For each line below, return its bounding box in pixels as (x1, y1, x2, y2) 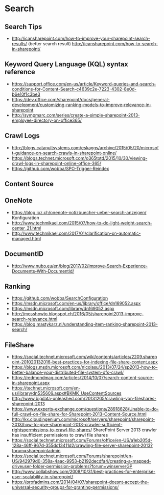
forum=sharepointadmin (11, 448, 61, 454)
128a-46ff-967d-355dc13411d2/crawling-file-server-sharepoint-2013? (11, 442, 153, 448)
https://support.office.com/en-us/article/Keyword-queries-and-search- (11, 81, 156, 86)
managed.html (11, 235, 41, 241)
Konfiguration (11, 215, 40, 220)
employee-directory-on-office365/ (11, 117, 82, 123)
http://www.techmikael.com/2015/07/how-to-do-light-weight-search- (11, 220, 152, 226)
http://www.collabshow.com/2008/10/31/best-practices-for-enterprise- (11, 468, 156, 474)
